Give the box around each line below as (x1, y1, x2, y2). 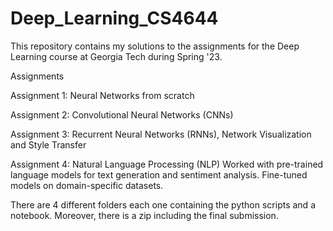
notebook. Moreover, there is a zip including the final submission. (10, 209, 279, 221)
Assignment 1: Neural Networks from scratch (10, 89, 195, 101)
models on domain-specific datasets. (10, 179, 164, 191)
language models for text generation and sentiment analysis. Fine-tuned (10, 168, 308, 181)
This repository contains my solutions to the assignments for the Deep (10, 40, 300, 52)
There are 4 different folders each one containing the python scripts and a (10, 198, 316, 211)
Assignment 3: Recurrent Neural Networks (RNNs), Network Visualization (10, 128, 312, 140)
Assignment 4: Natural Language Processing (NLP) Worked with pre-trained (10, 158, 324, 170)
